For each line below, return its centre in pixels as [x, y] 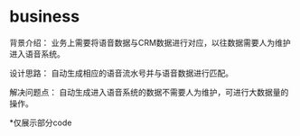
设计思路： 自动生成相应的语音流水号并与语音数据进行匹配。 [121, 73]
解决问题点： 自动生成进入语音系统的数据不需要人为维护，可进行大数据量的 [149, 92]
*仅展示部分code [41, 122]
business [44, 17]
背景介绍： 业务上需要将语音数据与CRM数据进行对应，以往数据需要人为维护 [150, 42]
